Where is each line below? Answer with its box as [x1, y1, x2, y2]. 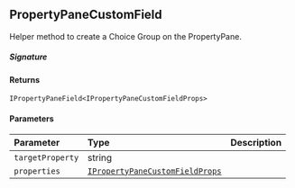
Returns [9, 74, 41, 85]
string [87, 151, 113, 164]
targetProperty [14, 152, 79, 163]
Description [229, 136, 282, 148]
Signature [9, 51, 48, 62]
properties [14, 166, 60, 176]
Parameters [9, 112, 54, 124]
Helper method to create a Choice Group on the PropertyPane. [9, 31, 242, 41]
